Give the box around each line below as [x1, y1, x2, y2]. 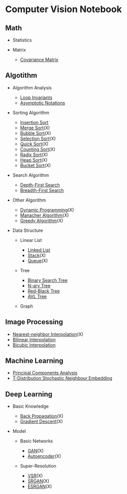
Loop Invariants [20, 94, 53, 101]
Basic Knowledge [12, 403, 49, 410]
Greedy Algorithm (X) [20, 217, 63, 223]
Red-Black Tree [27, 288, 60, 294]
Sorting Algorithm [12, 110, 49, 116]
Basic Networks [20, 438, 53, 444]
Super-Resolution [20, 463, 56, 469]
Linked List [27, 246, 50, 253]
